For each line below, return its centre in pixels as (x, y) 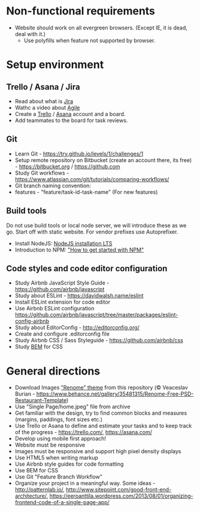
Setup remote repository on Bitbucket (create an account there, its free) (103, 160)
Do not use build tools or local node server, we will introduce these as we (96, 225)
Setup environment (55, 65)
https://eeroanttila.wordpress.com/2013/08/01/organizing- (121, 496)
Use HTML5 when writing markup (57, 458)
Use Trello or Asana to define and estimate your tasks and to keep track (103, 426)
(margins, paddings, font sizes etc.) (59, 420)
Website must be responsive (50, 445)
